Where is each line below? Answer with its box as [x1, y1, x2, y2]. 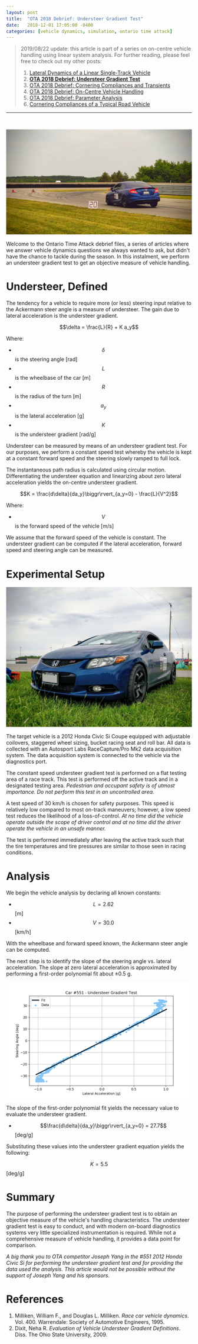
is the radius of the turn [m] [14, 392, 81, 399]
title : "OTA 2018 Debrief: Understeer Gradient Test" [6, 15, 144, 22]
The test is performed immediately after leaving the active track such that [6, 836, 184, 843]
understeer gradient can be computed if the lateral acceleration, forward [6, 540, 182, 547]
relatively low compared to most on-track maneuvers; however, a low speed [6, 806, 190, 813]
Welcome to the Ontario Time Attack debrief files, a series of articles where [6, 240, 189, 247]
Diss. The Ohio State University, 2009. [14, 1331, 108, 1338]
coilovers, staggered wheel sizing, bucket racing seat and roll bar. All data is [6, 739, 191, 746]
